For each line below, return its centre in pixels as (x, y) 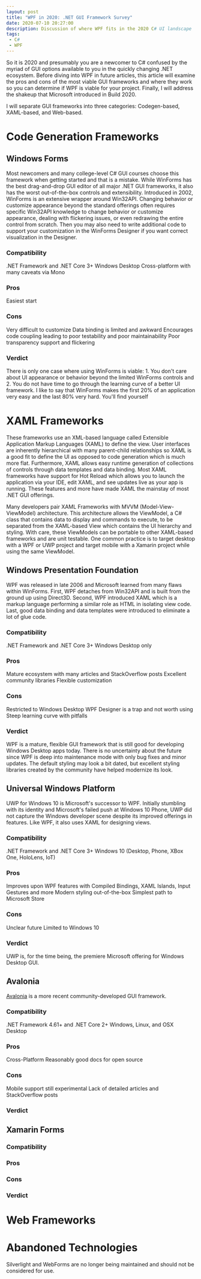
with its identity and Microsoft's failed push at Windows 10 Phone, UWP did (99, 809)
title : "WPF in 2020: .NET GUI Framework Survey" (70, 17)
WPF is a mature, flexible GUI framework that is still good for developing (95, 744)
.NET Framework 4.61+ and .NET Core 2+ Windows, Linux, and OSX (90, 1025)
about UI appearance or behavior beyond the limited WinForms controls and (100, 378)
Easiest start (22, 301)
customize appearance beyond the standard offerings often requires (91, 205)
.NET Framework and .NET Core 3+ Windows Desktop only (79, 646)
